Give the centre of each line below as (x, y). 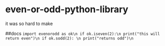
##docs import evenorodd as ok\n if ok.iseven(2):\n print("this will (82, 33)
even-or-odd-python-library (67, 9)
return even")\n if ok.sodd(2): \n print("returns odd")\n (69, 38)
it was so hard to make (29, 24)
